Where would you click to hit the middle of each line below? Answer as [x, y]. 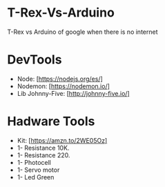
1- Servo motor [38, 170]
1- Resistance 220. [43, 155]
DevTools [35, 60]
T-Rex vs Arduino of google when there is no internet [82, 32]
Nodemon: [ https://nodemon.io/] [64, 86]
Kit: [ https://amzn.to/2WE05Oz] [62, 140]
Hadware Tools [51, 121]
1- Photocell [34, 162]
